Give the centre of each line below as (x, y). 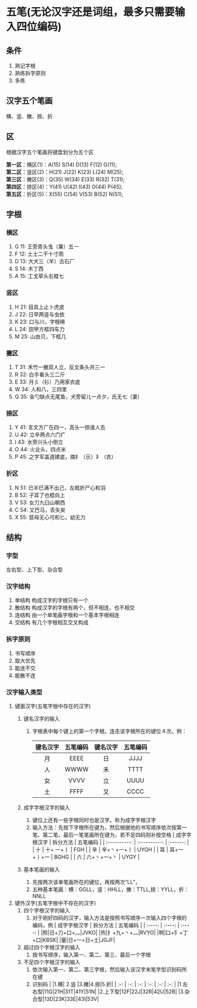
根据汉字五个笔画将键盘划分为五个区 (50, 152)
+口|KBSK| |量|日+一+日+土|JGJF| (74, 940)
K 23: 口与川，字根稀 (40, 322)
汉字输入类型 (24, 692)
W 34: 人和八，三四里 (41, 389)
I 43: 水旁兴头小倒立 (39, 442)
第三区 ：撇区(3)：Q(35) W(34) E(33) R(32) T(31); (66, 179)
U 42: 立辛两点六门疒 (40, 435)
